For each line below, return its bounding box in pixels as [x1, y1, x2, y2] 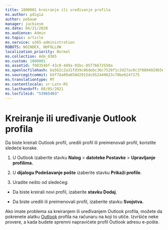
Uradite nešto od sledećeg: [12, 179, 68, 185]
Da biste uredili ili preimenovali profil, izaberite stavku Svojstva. [12, 198, 144, 205]
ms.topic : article [5, 35, 43, 40]
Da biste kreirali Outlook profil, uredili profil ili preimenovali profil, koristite [5, 139, 156, 145]
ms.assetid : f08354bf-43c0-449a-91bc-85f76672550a [5, 63, 113, 68]
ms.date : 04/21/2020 [5, 26, 48, 31]
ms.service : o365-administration [5, 40, 75, 45]
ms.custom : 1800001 [5, 58, 46, 63]
